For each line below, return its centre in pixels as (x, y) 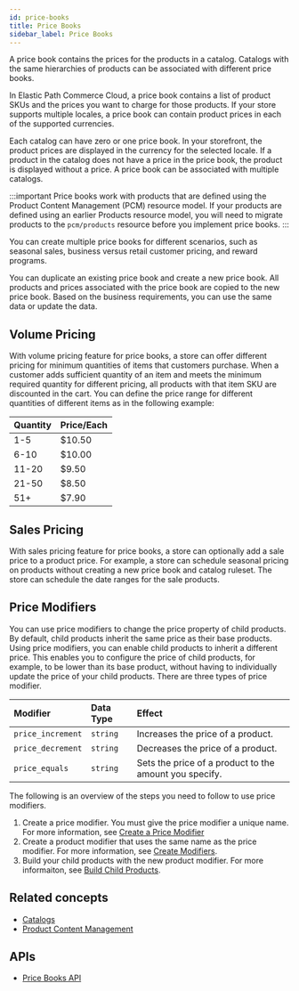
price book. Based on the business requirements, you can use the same (141, 297)
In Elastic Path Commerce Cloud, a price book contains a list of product (140, 95)
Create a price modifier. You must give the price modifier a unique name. (155, 822)
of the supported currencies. (62, 124)
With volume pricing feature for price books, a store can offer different (138, 356)
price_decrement (48, 748)
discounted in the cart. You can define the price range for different (131, 394)
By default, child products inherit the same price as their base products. (141, 638)
